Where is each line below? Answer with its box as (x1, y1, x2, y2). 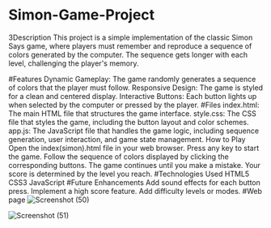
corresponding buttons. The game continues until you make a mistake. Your (8, 160, 261, 170)
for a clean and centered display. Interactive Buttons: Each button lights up (8, 91, 257, 101)
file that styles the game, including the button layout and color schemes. (8, 117, 249, 127)
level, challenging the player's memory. (8, 58, 139, 68)
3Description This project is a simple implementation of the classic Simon (8, 32, 253, 42)
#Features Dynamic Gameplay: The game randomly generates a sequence (8, 74, 256, 84)
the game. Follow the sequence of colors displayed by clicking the (8, 152, 229, 161)
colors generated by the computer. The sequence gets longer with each (8, 49, 248, 59)
